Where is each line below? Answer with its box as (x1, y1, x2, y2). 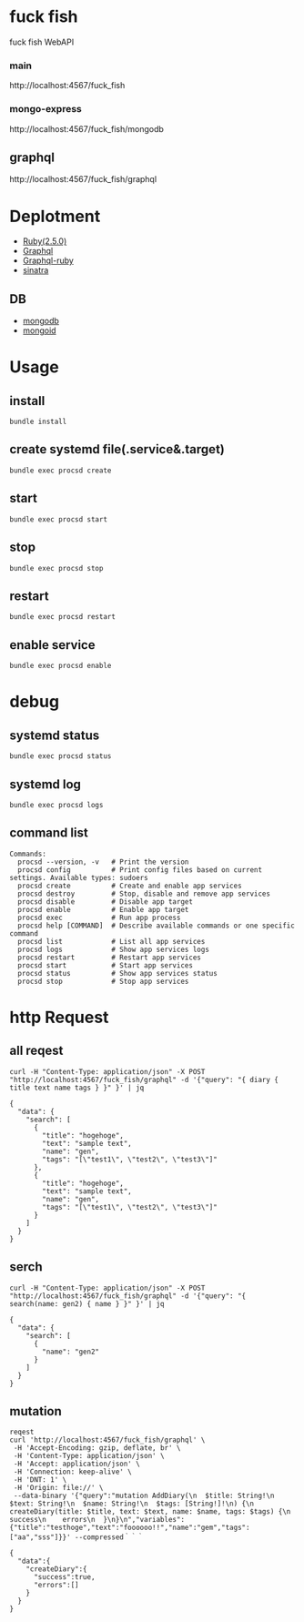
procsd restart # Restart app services (17, 953, 202, 962)
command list (9, 826, 88, 841)
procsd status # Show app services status (17, 968, 218, 978)
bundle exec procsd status (9, 752, 112, 761)
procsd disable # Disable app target (17, 897, 194, 907)
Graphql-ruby (22, 255, 75, 266)
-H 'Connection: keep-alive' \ (13, 1467, 132, 1476)
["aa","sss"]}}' (9, 1533, 71, 1542)
